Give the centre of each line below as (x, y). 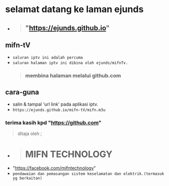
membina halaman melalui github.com (73, 76)
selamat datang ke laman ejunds (74, 9)
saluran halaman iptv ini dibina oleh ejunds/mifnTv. (70, 63)
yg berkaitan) (27, 178)
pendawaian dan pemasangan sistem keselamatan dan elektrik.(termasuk (88, 174)
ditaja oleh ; (30, 134)
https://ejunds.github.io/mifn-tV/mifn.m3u (59, 110)
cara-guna (22, 92)
